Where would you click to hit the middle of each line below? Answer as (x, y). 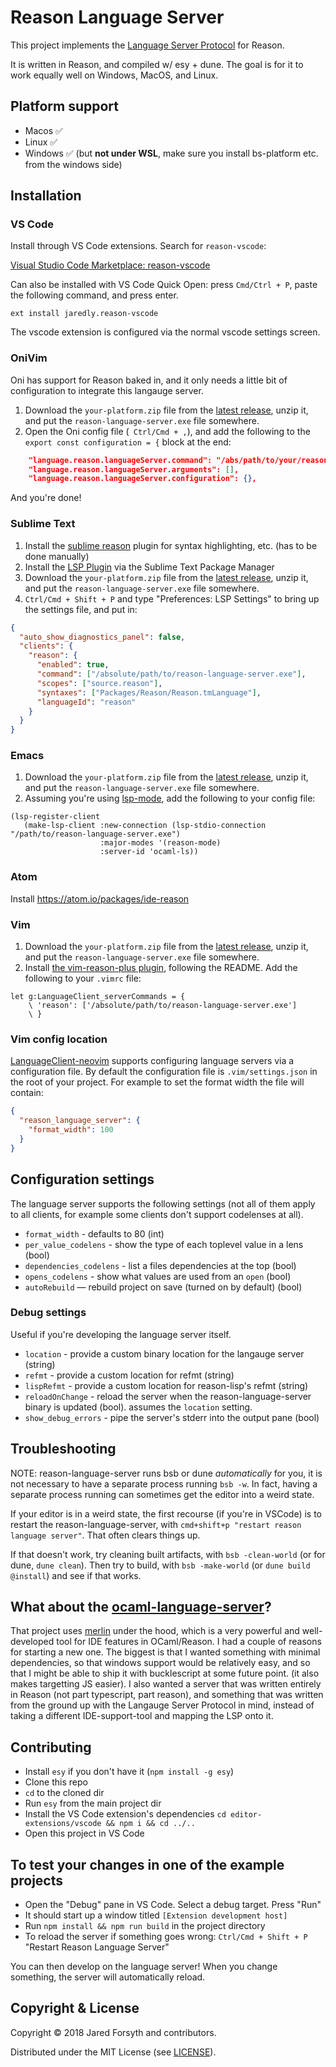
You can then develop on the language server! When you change (144, 1967)
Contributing (51, 1747)
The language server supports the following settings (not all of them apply (163, 1203)
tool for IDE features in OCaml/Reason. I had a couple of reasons (189, 1642)
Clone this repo (56, 1782)
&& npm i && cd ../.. (150, 1824)
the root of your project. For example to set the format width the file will (157, 1082)
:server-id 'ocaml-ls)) (149, 852)
